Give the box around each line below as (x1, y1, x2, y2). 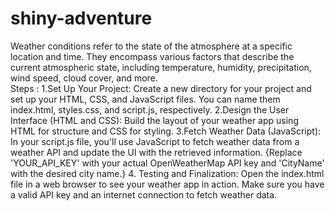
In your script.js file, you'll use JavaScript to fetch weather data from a (10, 135, 300, 147)
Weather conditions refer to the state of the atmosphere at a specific (10, 40, 293, 52)
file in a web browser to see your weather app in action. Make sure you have (10, 178, 325, 190)
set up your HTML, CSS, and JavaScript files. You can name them (10, 93, 281, 105)
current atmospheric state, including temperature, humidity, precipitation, (10, 61, 312, 73)
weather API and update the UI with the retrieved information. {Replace (10, 146, 303, 158)
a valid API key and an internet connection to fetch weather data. (10, 188, 278, 201)
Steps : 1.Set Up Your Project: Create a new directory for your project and (10, 82, 312, 94)
